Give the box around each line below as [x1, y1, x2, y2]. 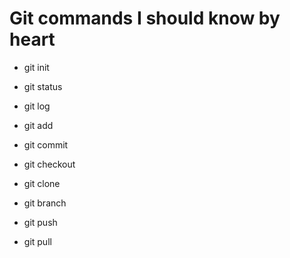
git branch [23, 197, 67, 209]
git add [23, 119, 54, 131]
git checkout [23, 158, 76, 170]
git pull [23, 235, 52, 247]
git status [23, 80, 63, 92]
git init [23, 61, 50, 73]
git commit [23, 138, 69, 151]
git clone [23, 177, 61, 189]
